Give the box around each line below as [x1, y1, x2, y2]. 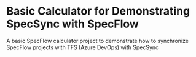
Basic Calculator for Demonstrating [6, 4, 190, 18]
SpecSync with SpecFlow [6, 17, 139, 31]
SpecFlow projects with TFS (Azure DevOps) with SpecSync [6, 44, 159, 51]
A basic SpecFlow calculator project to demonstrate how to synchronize [6, 37, 189, 44]
